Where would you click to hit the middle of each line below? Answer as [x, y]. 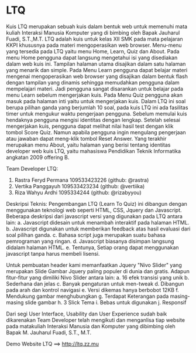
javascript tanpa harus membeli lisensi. [53, 253]
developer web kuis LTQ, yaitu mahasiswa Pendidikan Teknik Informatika [94, 151]
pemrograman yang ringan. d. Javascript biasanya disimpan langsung [90, 241]
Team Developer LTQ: [32, 168]
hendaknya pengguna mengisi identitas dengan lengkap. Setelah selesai [93, 120]
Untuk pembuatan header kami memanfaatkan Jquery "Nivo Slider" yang [94, 265]
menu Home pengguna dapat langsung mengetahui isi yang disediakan [92, 57]
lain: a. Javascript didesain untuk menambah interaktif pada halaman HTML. [98, 222]
